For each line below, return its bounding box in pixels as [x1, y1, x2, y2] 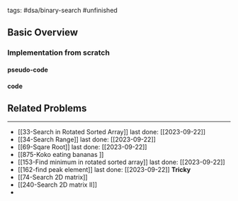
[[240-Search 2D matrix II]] [17, 180, 98, 189]
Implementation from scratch [7, 48, 110, 58]
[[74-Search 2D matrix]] [17, 173, 88, 182]
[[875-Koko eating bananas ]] [17, 151, 104, 159]
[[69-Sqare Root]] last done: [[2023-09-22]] [17, 143, 147, 151]
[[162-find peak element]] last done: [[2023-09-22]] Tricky [17, 165, 191, 174]
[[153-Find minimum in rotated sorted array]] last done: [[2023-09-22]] [17, 158, 225, 166]
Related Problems [7, 102, 87, 114]
